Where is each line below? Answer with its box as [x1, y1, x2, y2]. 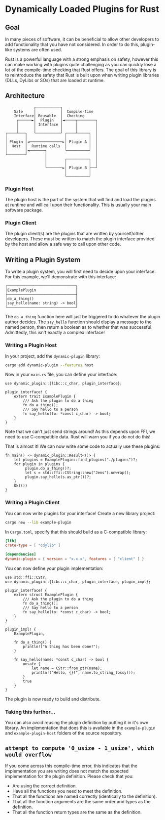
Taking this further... [5, 708, 56, 715]
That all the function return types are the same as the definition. [12, 809, 142, 815]
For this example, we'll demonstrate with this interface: [5, 274, 116, 280]
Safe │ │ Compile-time [14, 109, 94, 114]
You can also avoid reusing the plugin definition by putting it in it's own [5, 720, 149, 726]
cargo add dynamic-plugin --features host [5, 362, 94, 368]
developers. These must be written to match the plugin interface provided [5, 236, 155, 242]
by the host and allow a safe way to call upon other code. [5, 241, 122, 247]
